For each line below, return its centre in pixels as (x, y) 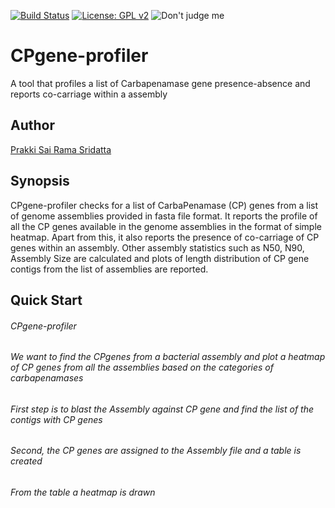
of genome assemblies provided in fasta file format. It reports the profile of (164, 216)
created (26, 461)
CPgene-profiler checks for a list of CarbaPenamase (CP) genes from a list (164, 205)
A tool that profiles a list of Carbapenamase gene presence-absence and (160, 83)
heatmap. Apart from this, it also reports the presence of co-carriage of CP (165, 237)
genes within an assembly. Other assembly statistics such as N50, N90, (157, 247)
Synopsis (40, 181)
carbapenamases (47, 378)
